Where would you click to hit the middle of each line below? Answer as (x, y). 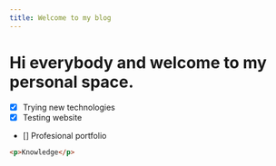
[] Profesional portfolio (64, 135)
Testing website (52, 117)
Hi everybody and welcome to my (138, 62)
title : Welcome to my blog (60, 18)
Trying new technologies (69, 107)
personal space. (72, 82)
